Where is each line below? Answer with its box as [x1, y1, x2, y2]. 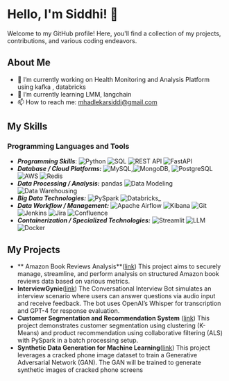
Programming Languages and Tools [7, 142, 130, 152]
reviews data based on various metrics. [17, 277, 130, 286]
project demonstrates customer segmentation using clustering [17, 321, 196, 330]
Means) [17, 329, 40, 337]
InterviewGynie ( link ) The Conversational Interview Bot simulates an [17, 284, 212, 293]
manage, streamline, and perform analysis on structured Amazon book [17, 270, 220, 278]
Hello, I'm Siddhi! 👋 [7, 6, 119, 22]
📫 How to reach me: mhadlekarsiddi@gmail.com [17, 97, 158, 106]
